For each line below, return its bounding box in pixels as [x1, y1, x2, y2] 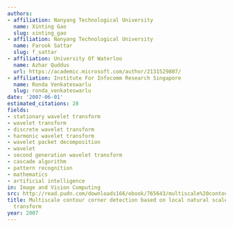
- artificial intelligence [7, 177, 85, 184]
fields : [7, 107, 30, 113]
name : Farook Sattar [13, 42, 73, 49]
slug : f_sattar [13, 49, 58, 56]
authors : [7, 10, 33, 17]
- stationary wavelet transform [7, 113, 101, 120]
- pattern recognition [7, 164, 73, 172]
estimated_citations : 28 [7, 100, 79, 107]
